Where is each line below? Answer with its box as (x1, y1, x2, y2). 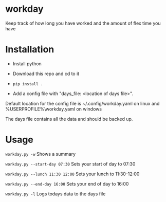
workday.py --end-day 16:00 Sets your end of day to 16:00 (5, 180, 129, 187)
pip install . (12, 81, 43, 86)
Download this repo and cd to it (12, 70, 80, 77)
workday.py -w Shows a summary (5, 151, 76, 157)
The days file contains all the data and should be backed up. (5, 116, 133, 122)
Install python (12, 60, 42, 67)
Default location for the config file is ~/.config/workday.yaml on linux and (5, 100, 160, 106)
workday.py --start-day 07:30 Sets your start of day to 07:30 (5, 160, 136, 167)
